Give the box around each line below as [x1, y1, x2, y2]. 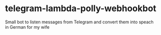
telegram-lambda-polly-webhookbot [5, 3, 157, 14]
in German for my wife [5, 24, 50, 30]
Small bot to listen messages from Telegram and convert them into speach [5, 19, 154, 25]
